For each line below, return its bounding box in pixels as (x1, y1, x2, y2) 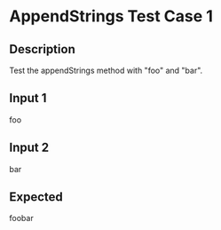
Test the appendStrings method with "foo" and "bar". (9, 65, 203, 75)
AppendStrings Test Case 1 (9, 6, 213, 27)
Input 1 (9, 91, 47, 106)
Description (9, 42, 75, 57)
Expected (9, 189, 64, 205)
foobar (9, 213, 34, 224)
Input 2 (9, 140, 50, 155)
